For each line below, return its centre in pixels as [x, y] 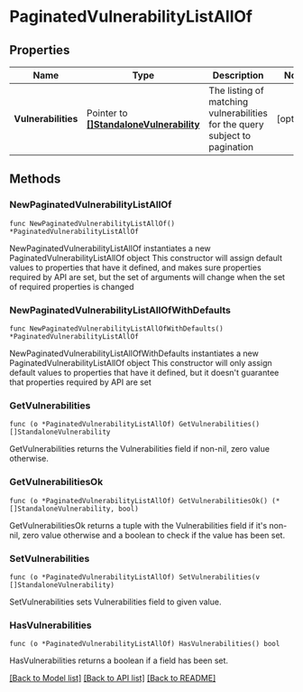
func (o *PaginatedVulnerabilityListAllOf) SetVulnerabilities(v [134, 577]
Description [238, 75]
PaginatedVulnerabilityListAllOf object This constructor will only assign [141, 362]
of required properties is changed [72, 286]
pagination [231, 147]
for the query [236, 124]
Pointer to [107, 113]
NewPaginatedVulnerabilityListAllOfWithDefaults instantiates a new [134, 353]
